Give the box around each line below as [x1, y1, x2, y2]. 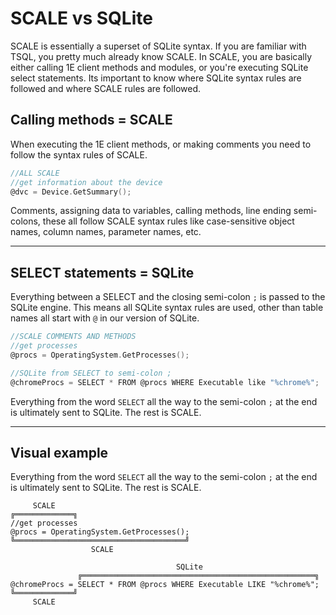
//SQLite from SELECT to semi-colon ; [10, 368, 172, 378]
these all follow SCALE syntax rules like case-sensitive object [42, 215, 295, 227]
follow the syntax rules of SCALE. [10, 148, 148, 161]
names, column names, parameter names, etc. [10, 226, 202, 238]
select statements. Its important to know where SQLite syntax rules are [10, 72, 302, 84]
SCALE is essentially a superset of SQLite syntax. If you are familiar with [10, 40, 307, 52]
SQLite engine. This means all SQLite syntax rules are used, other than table [10, 302, 324, 314]
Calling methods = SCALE [10, 112, 173, 129]
